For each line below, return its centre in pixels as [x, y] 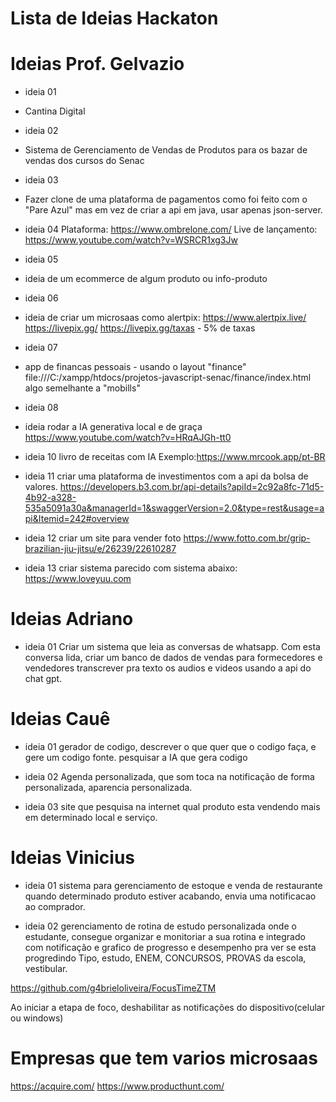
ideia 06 [41, 298]
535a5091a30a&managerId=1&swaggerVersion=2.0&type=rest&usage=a [174, 508]
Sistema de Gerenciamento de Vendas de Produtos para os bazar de [166, 150]
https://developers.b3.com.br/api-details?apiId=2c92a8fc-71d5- [192, 487]
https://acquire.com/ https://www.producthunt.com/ [117, 1086]
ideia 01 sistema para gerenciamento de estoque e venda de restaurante [173, 885]
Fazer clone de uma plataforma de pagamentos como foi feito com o [166, 199]
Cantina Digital [55, 111]
